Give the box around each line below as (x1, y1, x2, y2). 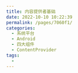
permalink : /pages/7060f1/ (6, 19, 73, 25)
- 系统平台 (11, 31, 35, 36)
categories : (6, 25, 35, 31)
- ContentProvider (11, 47, 57, 53)
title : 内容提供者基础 (6, 8, 56, 15)
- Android (11, 36, 35, 42)
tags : (6, 52, 19, 58)
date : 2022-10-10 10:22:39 (6, 14, 73, 20)
